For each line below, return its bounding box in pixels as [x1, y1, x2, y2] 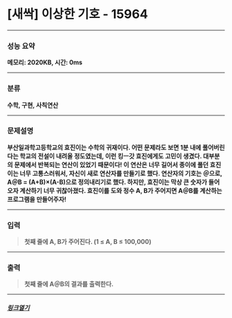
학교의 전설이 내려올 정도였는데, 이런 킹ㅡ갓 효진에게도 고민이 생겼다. [19, 151, 202, 160]
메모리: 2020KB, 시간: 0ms [7, 58, 83, 66]
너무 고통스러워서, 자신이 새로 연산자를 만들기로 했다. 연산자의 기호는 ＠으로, [19, 169, 222, 177]
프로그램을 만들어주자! [7, 195, 67, 203]
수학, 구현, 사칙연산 [7, 101, 59, 109]
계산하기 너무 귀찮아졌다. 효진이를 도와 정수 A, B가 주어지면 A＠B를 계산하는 [19, 186, 222, 194]
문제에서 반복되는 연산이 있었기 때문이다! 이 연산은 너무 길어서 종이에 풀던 [14, 160, 209, 169]
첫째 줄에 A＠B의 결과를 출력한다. [23, 280, 114, 288]
